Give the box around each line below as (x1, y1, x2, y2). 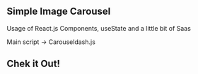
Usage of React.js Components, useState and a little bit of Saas (6, 24, 192, 32)
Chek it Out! (6, 58, 61, 70)
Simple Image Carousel (6, 6, 111, 17)
